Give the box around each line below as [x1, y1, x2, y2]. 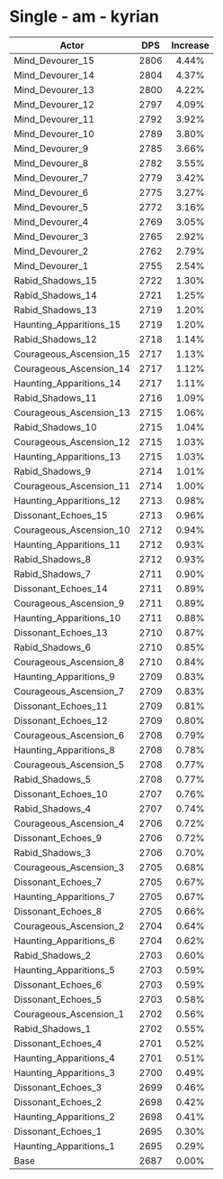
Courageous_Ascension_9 [13, 597, 125, 609]
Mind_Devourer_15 [13, 54, 94, 67]
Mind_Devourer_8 [13, 156, 89, 169]
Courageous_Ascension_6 [13, 729, 125, 741]
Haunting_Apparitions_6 [13, 934, 115, 947]
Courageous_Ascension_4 [13, 817, 125, 830]
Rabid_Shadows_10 [13, 421, 97, 433]
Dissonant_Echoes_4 [13, 1036, 103, 1049]
